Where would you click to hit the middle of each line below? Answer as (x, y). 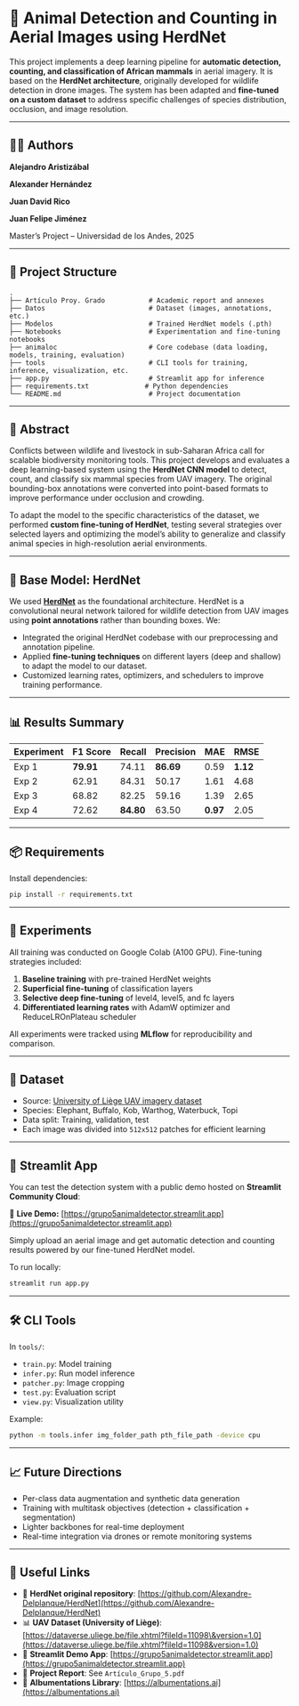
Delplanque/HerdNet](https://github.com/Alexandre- (118, 1603)
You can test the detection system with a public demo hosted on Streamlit (145, 1187)
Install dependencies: (48, 878)
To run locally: (35, 1267)
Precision (176, 752)
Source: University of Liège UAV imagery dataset (112, 1101)
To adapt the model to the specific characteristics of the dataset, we (134, 515)
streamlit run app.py (49, 1284)
